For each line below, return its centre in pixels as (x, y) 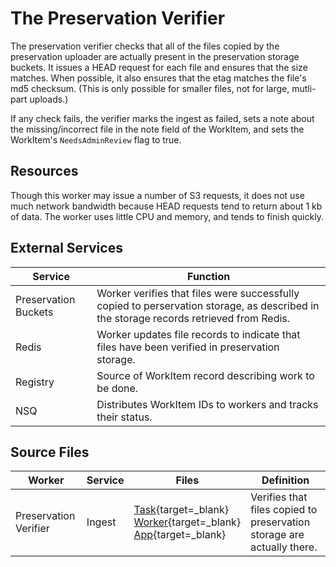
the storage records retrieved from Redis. (193, 318)
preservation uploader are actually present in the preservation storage (155, 56)
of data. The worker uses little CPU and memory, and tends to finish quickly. (167, 216)
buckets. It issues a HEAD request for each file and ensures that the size (159, 67)
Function (209, 276)
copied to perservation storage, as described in (208, 305)
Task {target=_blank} (181, 510)
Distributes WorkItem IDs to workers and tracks (207, 404)
